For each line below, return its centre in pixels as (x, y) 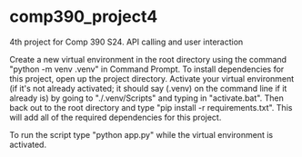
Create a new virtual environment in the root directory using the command (148, 59)
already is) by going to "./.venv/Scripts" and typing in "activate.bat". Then (146, 98)
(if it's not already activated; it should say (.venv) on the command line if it (148, 88)
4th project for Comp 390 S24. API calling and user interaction (126, 42)
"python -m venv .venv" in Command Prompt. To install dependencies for (147, 69)
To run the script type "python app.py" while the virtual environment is (141, 134)
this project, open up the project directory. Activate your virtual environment (152, 78)
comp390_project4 (84, 17)
